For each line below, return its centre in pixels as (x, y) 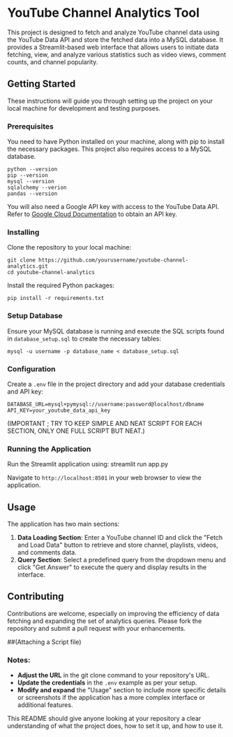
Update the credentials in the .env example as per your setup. (107, 682)
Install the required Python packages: (61, 285)
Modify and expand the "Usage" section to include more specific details (122, 690)
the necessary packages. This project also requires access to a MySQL (110, 149)
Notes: (19, 660)
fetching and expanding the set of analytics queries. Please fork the (105, 621)
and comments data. (47, 552)
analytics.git (28, 266)
